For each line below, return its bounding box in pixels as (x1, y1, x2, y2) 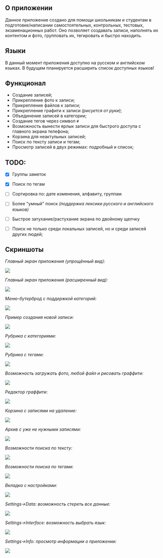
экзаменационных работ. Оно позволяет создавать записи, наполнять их (5, 27, 159, 33)
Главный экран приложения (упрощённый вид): (5, 258, 105, 264)
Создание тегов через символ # (12, 118, 79, 124)
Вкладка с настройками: (5, 483, 58, 488)
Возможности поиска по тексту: (5, 445, 73, 451)
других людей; (12, 231, 43, 237)
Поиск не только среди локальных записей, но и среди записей (12, 225, 146, 232)
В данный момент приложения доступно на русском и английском (5, 60, 145, 66)
